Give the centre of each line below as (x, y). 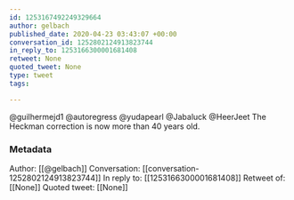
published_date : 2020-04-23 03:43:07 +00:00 (93, 34)
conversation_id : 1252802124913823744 (81, 42)
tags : (19, 84)
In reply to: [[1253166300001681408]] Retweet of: (194, 178)
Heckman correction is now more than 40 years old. (105, 126)
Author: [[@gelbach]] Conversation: (75, 168)
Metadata (30, 149)
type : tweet (31, 76)
